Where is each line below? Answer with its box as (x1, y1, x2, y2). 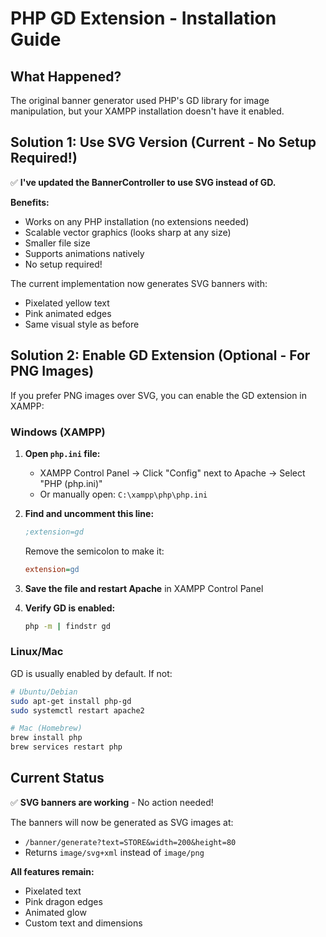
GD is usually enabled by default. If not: (10, 667, 173, 679)
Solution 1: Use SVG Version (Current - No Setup (10, 134, 317, 151)
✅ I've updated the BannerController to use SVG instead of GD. (10, 176, 277, 188)
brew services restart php (10, 742, 123, 752)
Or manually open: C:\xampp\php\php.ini (39, 488, 208, 500)
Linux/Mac (10, 645, 64, 659)
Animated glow (24, 906, 87, 918)
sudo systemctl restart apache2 (10, 705, 145, 716)
